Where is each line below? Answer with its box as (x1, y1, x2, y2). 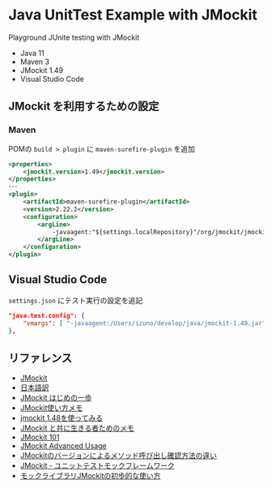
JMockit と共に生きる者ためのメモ (19, 423, 135, 433)
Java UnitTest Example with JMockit (8, 6, 257, 24)
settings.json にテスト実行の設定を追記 (8, 295, 143, 305)
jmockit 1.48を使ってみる (19, 413, 104, 423)
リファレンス (8, 351, 73, 365)
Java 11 (19, 48, 45, 58)
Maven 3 (19, 57, 50, 66)
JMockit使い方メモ (19, 403, 83, 413)
